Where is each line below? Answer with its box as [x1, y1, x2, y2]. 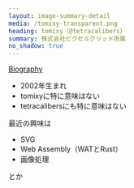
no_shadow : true [8, 42, 63, 50]
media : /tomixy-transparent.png [8, 19, 118, 28]
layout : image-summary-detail [8, 11, 111, 20]
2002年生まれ [19, 81, 67, 91]
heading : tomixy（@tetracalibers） [8, 27, 127, 35]
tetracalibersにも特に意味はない [19, 101, 128, 111]
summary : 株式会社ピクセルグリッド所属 [8, 34, 126, 43]
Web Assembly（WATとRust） [19, 144, 123, 154]
